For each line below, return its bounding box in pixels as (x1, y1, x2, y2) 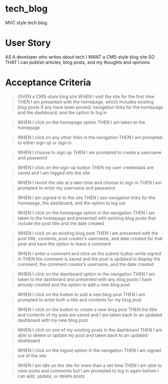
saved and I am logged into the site (17, 169, 90, 176)
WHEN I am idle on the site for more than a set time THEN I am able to (17, 362, 162, 368)
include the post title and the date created (17, 220, 104, 226)
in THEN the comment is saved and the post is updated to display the (17, 256, 160, 262)
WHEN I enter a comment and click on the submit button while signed (17, 250, 161, 256)
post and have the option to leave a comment (17, 241, 111, 247)
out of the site (17, 352, 47, 358)
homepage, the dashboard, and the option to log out (17, 200, 126, 206)
